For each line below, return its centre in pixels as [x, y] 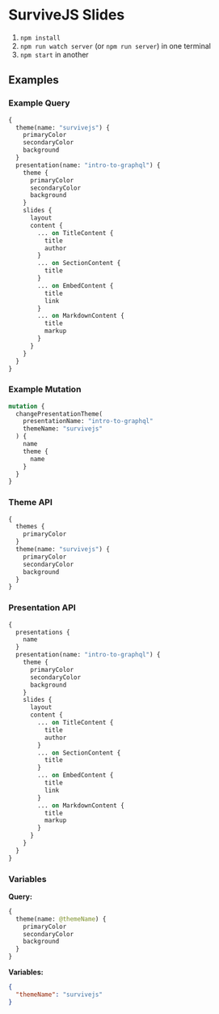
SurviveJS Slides [67, 15]
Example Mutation [45, 389]
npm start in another [54, 54]
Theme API [30, 503]
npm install [40, 38]
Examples [34, 80]
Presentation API [42, 608]
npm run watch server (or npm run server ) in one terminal [116, 45]
